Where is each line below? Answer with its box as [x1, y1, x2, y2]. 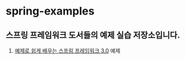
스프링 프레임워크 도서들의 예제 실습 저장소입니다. [5, 30, 181, 40]
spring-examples [5, 4, 95, 18]
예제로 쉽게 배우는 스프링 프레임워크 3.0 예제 [14, 47, 121, 54]
